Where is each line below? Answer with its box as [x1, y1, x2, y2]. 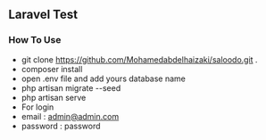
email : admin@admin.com [21, 111, 120, 121]
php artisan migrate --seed [21, 82, 121, 93]
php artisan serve [21, 92, 87, 103]
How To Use [8, 34, 62, 46]
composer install [21, 63, 83, 74]
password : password [21, 120, 101, 131]
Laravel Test [8, 7, 78, 22]
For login [21, 102, 54, 112]
